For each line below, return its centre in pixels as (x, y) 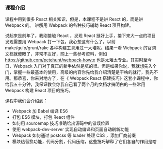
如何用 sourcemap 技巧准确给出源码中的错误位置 (61, 123)
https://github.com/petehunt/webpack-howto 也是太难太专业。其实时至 (76, 60)
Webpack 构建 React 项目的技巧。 (39, 91)
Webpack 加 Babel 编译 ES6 (40, 111)
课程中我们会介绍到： (26, 101)
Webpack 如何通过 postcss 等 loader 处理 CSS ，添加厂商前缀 (74, 135)
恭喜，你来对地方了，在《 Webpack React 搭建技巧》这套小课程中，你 (88, 78)
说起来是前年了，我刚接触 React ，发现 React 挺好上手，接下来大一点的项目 (81, 36)
